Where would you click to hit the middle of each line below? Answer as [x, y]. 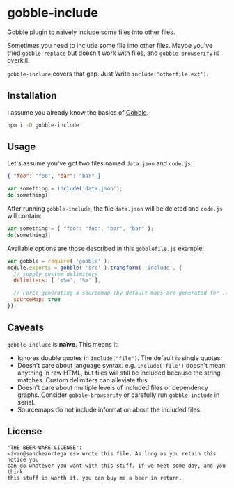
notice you [23, 459]
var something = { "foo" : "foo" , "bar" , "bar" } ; [81, 229]
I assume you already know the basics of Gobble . [78, 112]
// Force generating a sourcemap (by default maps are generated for [116, 293]
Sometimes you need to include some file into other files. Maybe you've [110, 45]
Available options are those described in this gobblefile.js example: [106, 248]
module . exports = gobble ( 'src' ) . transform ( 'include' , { [95, 268]
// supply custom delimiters [56, 274]
